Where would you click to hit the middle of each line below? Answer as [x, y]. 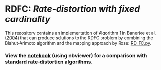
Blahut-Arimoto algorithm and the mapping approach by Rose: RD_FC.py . [78, 43]
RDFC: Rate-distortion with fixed [72, 9]
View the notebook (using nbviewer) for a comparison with [76, 55]
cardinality [28, 19]
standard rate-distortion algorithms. [49, 62]
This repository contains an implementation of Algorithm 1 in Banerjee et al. [80, 33]
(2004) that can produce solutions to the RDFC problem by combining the [79, 38]
